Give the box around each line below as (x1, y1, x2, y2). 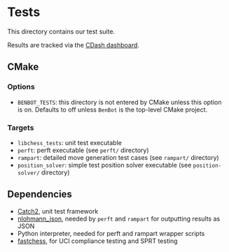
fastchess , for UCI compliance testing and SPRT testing (17, 237, 178, 245)
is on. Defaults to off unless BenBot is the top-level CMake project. (17, 105, 208, 114)
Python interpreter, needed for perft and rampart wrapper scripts (17, 229, 205, 237)
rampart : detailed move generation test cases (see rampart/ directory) (17, 153, 219, 161)
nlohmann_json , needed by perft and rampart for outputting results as (17, 214, 221, 223)
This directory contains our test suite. (7, 27, 116, 36)
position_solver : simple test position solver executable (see (17, 161, 192, 169)
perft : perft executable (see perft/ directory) (17, 146, 149, 154)
